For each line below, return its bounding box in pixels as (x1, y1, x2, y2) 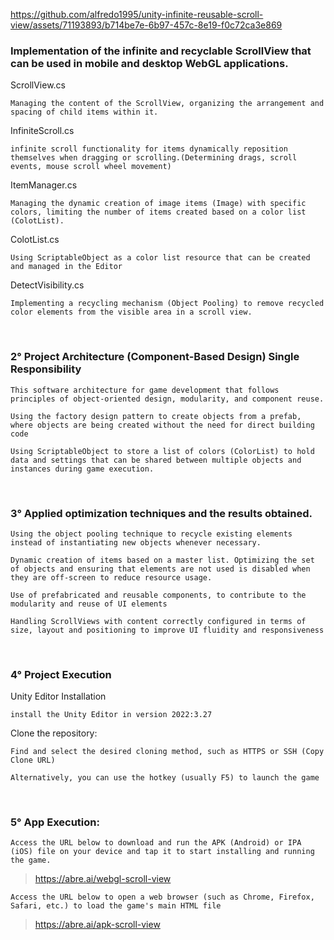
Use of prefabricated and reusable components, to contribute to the (10, 590, 307, 600)
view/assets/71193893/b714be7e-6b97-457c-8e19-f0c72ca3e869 (10, 19, 283, 31)
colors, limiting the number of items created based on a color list (10, 207, 307, 218)
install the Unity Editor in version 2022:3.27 (10, 710, 213, 720)
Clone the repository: (10, 727, 98, 739)
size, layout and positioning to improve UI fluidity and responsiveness (10, 625, 325, 635)
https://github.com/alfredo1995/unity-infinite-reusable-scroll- (10, 9, 264, 20)
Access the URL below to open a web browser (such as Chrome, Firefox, (10, 892, 315, 903)
